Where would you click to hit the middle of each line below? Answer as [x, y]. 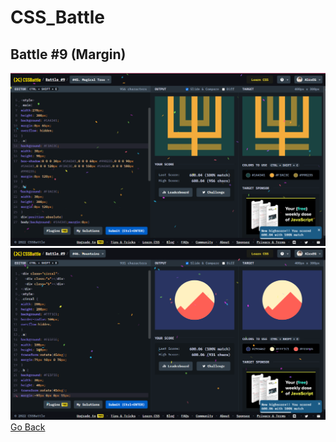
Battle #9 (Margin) [68, 54]
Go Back [28, 427]
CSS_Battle [57, 17]
